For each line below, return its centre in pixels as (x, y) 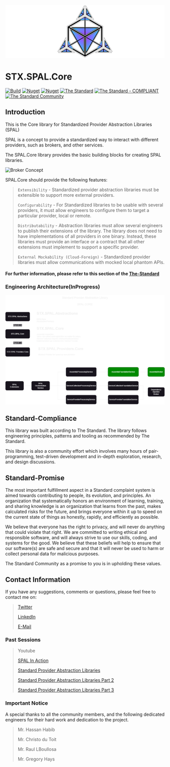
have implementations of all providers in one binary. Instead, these (87, 236)
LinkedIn (27, 616)
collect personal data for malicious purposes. (52, 554)
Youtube (26, 651)
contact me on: (21, 597)
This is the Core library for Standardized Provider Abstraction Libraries (79, 124)
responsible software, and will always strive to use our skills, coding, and (81, 538)
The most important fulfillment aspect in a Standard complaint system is (80, 490)
